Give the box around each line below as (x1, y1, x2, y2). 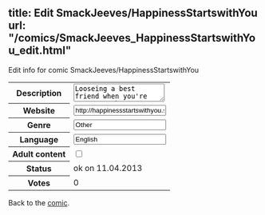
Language (19, 134, 58, 145)
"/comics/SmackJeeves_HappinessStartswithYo (8, 31, 256, 45)
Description (16, 87, 62, 98)
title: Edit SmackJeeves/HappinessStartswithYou (8, 6, 258, 20)
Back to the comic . (8, 198, 70, 208)
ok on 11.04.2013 (73, 163, 143, 174)
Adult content (12, 149, 66, 160)
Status (26, 163, 52, 174)
